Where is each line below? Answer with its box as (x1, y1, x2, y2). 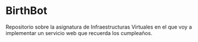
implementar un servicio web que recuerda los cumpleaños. (5, 29, 153, 36)
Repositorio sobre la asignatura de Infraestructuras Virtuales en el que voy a (5, 23, 192, 30)
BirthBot (5, 4, 48, 17)
